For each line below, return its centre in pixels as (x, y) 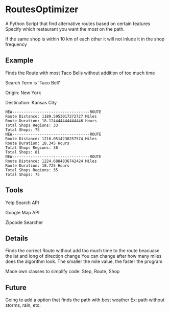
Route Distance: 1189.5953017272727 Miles (51, 116)
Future (16, 287)
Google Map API (22, 212)
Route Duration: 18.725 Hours (38, 165)
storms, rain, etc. (23, 305)
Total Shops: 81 (22, 152)
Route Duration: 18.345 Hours (38, 143)
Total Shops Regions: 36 (32, 148)
